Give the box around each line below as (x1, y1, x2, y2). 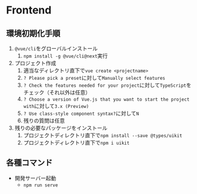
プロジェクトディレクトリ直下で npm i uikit (23, 139, 130, 146)
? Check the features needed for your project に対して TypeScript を (23, 81, 192, 89)
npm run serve (23, 182, 58, 188)
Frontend (6, 4, 52, 17)
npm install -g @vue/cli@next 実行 (23, 52, 108, 59)
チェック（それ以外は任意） (23, 89, 91, 96)
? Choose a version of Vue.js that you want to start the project (23, 97, 190, 103)
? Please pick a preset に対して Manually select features (23, 74, 166, 81)
